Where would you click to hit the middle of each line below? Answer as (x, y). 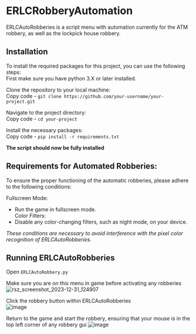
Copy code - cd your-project (42, 119)
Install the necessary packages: (45, 130)
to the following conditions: (39, 187)
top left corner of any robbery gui (46, 325)
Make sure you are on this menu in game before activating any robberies (94, 284)
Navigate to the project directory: (46, 112)
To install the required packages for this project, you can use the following (96, 66)
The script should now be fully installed (55, 147)
